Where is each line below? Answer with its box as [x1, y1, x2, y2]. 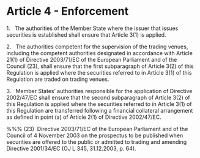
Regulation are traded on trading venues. [6, 75, 109, 83]
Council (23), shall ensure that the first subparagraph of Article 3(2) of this [6, 62, 194, 70]
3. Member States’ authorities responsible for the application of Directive [6, 87, 193, 94]
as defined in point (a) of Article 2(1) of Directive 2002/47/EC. [6, 113, 162, 121]
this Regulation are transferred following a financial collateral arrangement [6, 107, 193, 114]
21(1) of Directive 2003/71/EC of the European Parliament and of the [6, 56, 177, 63]
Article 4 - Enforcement [6, 4, 129, 18]
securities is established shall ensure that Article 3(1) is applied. [6, 31, 166, 38]
